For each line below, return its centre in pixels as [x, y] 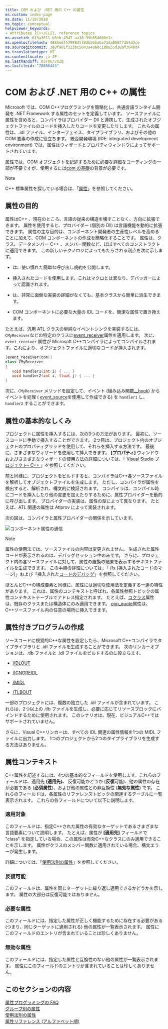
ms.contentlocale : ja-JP [31, 57]
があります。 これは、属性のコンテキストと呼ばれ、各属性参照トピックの [80, 591]
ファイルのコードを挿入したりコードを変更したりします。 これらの [86, 126]
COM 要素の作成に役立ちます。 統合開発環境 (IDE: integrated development [82, 139]
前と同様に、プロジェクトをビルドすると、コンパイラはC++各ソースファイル [84, 476]
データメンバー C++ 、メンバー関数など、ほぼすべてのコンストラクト [89, 244]
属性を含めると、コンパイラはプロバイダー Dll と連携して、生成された [77, 120]
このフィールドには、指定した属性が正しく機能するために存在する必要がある [84, 920]
